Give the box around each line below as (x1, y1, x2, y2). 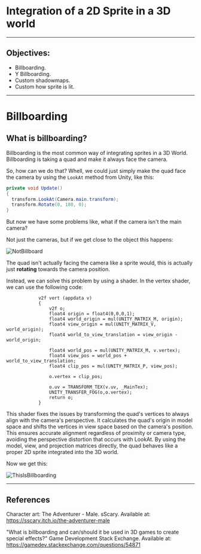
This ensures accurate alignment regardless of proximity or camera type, (6, 430, 186, 437)
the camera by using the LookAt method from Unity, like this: (6, 173, 154, 181)
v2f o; (48, 306, 66, 312)
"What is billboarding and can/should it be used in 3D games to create (6, 528, 179, 535)
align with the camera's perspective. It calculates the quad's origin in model (6, 417, 193, 424)
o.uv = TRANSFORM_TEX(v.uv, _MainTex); (48, 384, 148, 390)
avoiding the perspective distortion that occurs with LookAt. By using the (6, 436, 186, 443)
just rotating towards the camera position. (6, 266, 110, 273)
